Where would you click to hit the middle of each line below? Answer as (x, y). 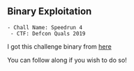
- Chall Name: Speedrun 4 (45, 27)
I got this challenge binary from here (59, 46)
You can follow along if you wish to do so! (67, 60)
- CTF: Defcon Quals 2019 (48, 33)
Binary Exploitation (50, 11)
